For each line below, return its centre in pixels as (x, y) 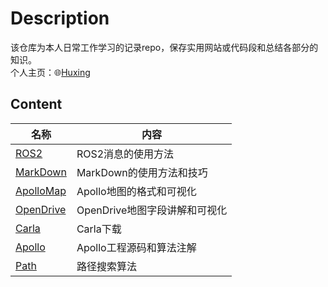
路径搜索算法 (106, 266)
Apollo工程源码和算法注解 (136, 247)
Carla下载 (99, 229)
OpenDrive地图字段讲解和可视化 (152, 210)
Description (60, 18)
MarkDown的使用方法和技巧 (142, 172)
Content (36, 104)
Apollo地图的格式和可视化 (136, 191)
